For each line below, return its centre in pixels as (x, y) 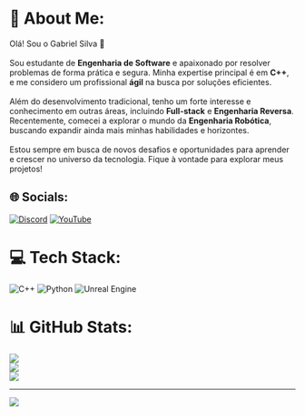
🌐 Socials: (39, 197)
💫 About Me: (57, 19)
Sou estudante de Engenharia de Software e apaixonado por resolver (140, 63)
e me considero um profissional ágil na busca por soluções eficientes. (141, 82)
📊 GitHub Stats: (71, 327)
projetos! (26, 169)
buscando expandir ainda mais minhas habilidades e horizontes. (129, 130)
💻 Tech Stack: (65, 257)
